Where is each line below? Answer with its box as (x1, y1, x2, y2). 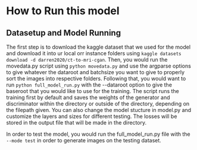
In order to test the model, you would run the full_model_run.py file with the (6, 130, 190, 138)
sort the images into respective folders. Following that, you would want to (6, 75, 186, 82)
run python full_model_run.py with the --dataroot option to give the (6, 81, 173, 88)
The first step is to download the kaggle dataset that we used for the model (6, 43, 191, 50)
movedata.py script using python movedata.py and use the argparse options (6, 62, 192, 69)
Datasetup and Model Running (6, 28, 121, 38)
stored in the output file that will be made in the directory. (6, 119, 147, 126)
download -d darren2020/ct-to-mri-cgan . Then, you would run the (6, 56, 168, 63)
